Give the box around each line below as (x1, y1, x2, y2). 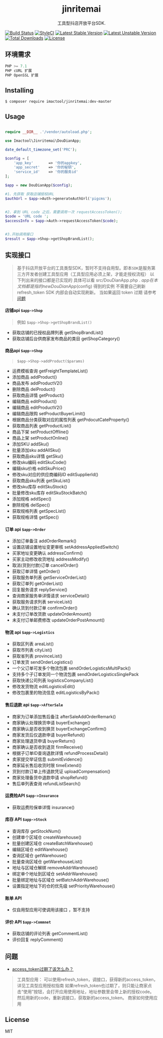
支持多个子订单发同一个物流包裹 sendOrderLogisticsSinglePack (12, 672, 139, 677)
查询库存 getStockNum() (12, 828, 61, 834)
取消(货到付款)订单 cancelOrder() (12, 562, 79, 568)
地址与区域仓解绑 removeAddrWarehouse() (12, 865, 98, 870)
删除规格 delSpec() (12, 502, 50, 508)
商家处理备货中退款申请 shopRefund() (12, 774, 88, 780)
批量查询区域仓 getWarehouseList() (12, 859, 83, 865)
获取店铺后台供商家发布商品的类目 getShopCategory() (12, 335, 120, 342)
